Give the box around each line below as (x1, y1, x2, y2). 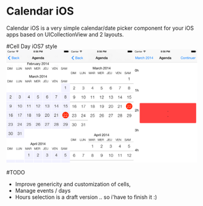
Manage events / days (15, 187, 71, 194)
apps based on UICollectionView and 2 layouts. (6, 30, 124, 38)
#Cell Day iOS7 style (6, 43, 58, 50)
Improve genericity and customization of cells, (15, 180, 131, 188)
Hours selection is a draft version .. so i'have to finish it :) (15, 193, 158, 201)
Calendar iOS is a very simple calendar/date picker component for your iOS (6, 24, 194, 32)
